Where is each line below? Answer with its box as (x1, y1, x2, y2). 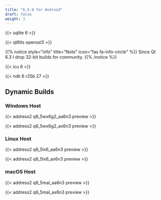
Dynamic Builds (5, 87, 54, 96)
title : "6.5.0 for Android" (5, 7, 63, 12)
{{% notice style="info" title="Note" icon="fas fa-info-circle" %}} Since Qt (5, 49, 156, 55)
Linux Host (5, 135, 32, 142)
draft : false (5, 12, 32, 17)
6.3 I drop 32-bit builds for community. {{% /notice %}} (5, 54, 117, 60)
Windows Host (5, 102, 41, 109)
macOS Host (5, 168, 36, 175)
